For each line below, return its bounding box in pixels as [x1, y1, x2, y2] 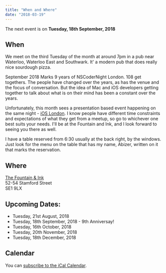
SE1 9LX [5, 185, 23, 191]
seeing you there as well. [5, 126, 57, 132]
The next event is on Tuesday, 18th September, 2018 [5, 26, 115, 32]
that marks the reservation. [5, 147, 61, 153]
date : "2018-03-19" [5, 12, 46, 17]
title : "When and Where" [5, 7, 57, 13]
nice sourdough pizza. [5, 64, 52, 70]
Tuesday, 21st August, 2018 [12, 213, 69, 219]
